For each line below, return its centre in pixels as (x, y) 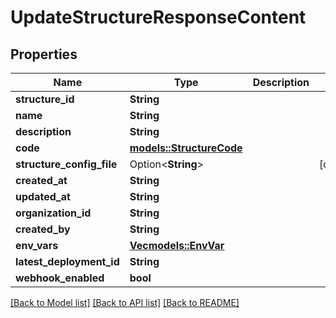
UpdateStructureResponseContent (158, 17)
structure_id (45, 99)
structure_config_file (66, 164)
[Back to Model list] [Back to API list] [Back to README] (125, 302)
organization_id (53, 213)
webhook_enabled (60, 278)
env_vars (37, 245)
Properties (44, 54)
